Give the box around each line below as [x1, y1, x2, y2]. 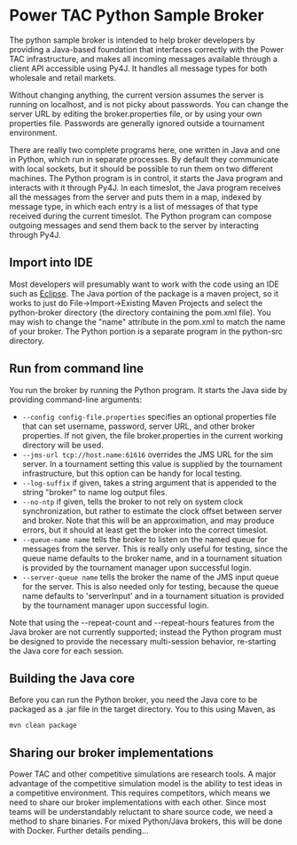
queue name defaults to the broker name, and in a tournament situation [21, 552, 283, 564]
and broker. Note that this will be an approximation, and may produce [21, 515, 275, 525]
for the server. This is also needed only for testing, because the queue [21, 580, 279, 591]
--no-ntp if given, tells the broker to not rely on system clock [21, 496, 244, 507]
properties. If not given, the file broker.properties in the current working [21, 430, 284, 440]
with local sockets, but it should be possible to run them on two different [9, 163, 273, 174]
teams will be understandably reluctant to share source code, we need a [9, 807, 273, 817]
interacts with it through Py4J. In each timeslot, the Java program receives [9, 182, 281, 193]
